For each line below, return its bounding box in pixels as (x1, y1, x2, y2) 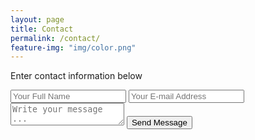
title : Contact (10, 24, 74, 34)
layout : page (10, 14, 65, 25)
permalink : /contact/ (10, 33, 101, 43)
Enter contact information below (10, 70, 143, 82)
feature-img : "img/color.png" (10, 42, 137, 53)
